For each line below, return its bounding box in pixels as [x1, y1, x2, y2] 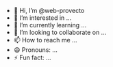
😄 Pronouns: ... [13, 46, 58, 54]
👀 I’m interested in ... [13, 14, 72, 22]
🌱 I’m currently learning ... [13, 21, 87, 29]
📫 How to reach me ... [13, 36, 77, 44]
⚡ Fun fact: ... [13, 53, 51, 62]
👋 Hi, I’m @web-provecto [13, 7, 85, 14]
